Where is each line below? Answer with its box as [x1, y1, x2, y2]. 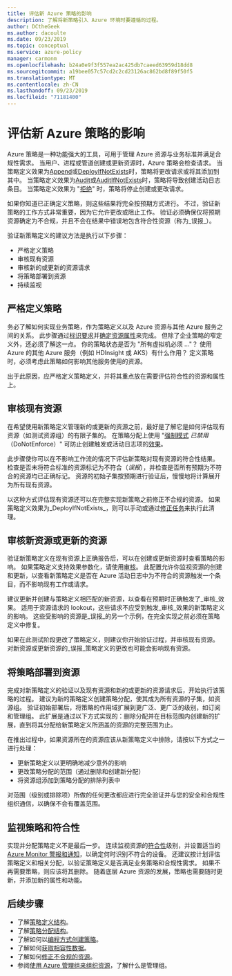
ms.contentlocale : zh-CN [7, 81, 79, 88]
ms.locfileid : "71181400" [7, 94, 81, 101]
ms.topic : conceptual [7, 42, 70, 49]
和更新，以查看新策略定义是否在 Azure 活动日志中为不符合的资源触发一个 [7, 572, 215, 580]
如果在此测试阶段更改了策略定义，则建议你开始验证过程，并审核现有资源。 [7, 635, 219, 644]
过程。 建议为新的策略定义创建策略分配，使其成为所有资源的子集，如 [19, 695, 215, 703]
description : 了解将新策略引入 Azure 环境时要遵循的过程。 [7, 17, 162, 24]
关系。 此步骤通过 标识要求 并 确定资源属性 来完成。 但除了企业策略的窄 [19, 331, 216, 339]
